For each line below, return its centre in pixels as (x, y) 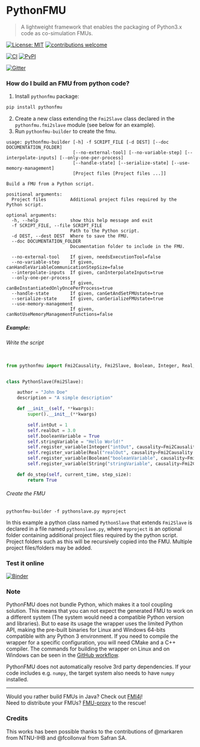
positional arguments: (34, 194)
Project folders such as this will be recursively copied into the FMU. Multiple (99, 541)
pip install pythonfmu (34, 107)
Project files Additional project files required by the (94, 200)
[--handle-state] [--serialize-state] (121, 163)
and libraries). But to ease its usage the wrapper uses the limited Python (95, 624)
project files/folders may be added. (49, 548)
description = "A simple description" (65, 398)
